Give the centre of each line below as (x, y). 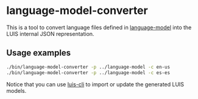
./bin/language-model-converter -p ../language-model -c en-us (88, 67)
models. (16, 90)
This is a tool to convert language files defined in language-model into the (99, 27)
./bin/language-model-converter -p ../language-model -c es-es (88, 73)
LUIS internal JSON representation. (50, 33)
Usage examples (39, 53)
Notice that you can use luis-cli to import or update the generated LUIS (95, 84)
